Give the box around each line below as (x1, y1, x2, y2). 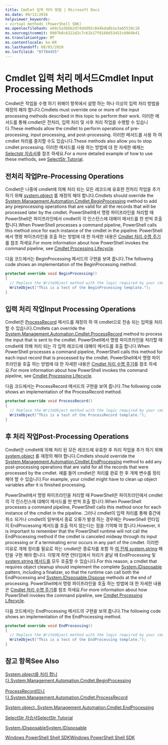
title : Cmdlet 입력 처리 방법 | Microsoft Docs (5, 7, 100, 13)
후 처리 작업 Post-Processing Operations (5, 432, 129, 441)
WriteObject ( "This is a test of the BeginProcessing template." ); (9, 285, 151, 290)
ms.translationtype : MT (5, 36, 55, 41)
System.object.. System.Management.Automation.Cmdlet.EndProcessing (5, 704, 154, 710)
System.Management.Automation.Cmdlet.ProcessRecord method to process (5, 331, 162, 337)
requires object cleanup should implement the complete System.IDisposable (5, 564, 162, 570)
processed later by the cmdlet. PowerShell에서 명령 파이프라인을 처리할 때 (5, 209, 154, 215)
